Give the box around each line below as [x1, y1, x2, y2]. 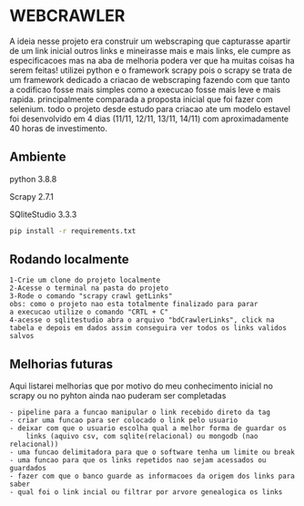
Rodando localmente [9, 252, 129, 267]
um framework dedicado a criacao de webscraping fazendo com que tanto [9, 74, 290, 85]
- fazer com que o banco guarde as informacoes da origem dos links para [9, 471, 296, 481]
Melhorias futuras [9, 356, 114, 372]
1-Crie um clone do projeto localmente [9, 275, 161, 285]
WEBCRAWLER [9, 5, 126, 26]
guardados [9, 464, 47, 473]
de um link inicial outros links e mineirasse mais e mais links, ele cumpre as [9, 45, 291, 56]
